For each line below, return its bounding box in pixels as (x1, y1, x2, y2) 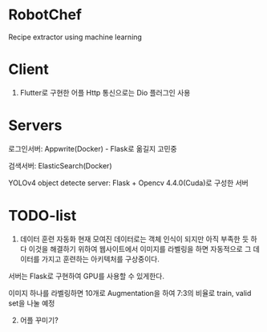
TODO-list (8, 207, 77, 225)
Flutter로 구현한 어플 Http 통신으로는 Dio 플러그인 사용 (19, 87, 191, 97)
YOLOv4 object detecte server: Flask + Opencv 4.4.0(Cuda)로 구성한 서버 (8, 178, 249, 188)
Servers (8, 116, 63, 135)
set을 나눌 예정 (8, 298, 55, 308)
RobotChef (8, 6, 83, 24)
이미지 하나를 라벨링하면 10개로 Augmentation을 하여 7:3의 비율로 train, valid (8, 288, 252, 298)
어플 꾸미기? (19, 315, 59, 325)
